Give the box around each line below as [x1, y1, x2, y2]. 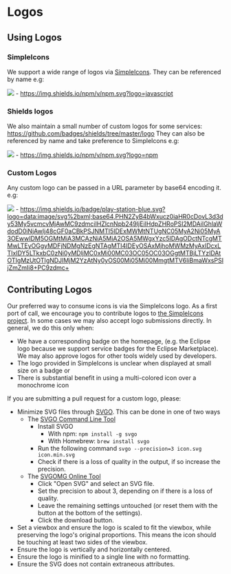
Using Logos [7, 32, 62, 43]
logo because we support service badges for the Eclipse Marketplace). [16, 345, 219, 353]
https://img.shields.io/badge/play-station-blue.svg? [20, 205, 166, 213]
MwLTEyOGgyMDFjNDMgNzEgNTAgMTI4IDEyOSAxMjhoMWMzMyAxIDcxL [7, 242, 221, 250]
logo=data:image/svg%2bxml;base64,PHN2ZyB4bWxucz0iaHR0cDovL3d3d [7, 213, 223, 221]
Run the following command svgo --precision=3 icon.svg [37, 445, 202, 453]
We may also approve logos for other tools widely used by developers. [16, 352, 217, 360]
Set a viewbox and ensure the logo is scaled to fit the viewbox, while [16, 524, 212, 532]
